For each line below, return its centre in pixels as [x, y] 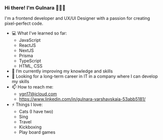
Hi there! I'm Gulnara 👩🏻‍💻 [35, 8]
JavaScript [30, 40]
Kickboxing [30, 127]
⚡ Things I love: [27, 105]
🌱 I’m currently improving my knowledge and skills [62, 71]
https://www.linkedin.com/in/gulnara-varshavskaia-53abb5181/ [82, 99]
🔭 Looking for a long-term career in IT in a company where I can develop [85, 76]
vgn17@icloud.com [38, 94]
